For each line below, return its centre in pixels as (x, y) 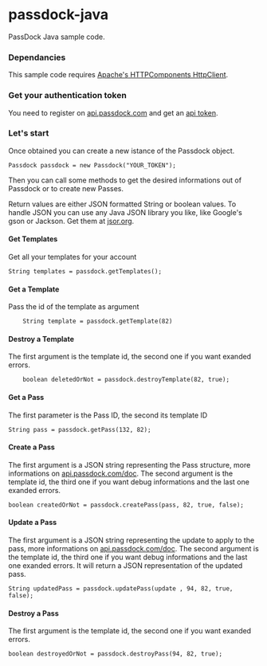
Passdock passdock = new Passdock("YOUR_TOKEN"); (92, 165)
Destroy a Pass (34, 613)
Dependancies (37, 57)
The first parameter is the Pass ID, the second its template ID (108, 415)
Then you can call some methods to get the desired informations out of (125, 180)
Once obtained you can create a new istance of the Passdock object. (122, 151)
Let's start (29, 133)
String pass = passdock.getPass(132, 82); (80, 429)
